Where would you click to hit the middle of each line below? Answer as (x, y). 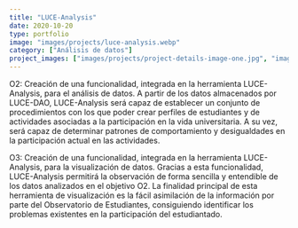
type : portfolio (39, 34)
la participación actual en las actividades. (85, 140)
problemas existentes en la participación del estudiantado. (116, 214)
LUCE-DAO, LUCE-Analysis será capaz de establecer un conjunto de (135, 102)
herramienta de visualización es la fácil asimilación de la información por (142, 195)
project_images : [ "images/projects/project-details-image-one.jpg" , (138, 59)
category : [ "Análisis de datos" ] (71, 51)
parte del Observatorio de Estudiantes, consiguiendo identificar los (132, 204)
